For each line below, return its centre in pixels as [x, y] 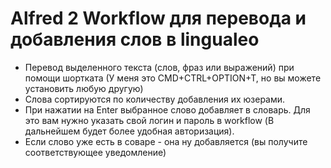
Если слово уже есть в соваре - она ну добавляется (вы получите [166, 141]
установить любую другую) [84, 88]
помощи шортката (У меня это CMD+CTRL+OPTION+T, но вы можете [173, 78]
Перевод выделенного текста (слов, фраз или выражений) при [159, 67]
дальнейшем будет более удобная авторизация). [129, 131]
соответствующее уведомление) [95, 152]
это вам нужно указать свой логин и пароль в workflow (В [149, 120]
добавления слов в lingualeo [135, 39]
